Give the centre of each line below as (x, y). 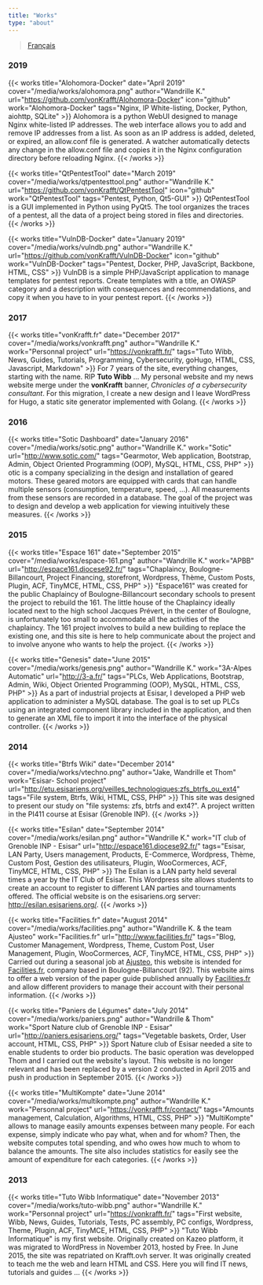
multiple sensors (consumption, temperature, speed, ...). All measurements (129, 490)
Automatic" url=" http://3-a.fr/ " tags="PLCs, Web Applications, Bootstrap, (126, 676)
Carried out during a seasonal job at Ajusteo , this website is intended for (125, 961)
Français (41, 45)
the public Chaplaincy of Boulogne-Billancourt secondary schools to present (132, 594)
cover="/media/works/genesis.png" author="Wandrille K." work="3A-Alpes (130, 668)
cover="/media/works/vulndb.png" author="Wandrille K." (101, 247)
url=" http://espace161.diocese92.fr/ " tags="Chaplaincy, (98, 568)
